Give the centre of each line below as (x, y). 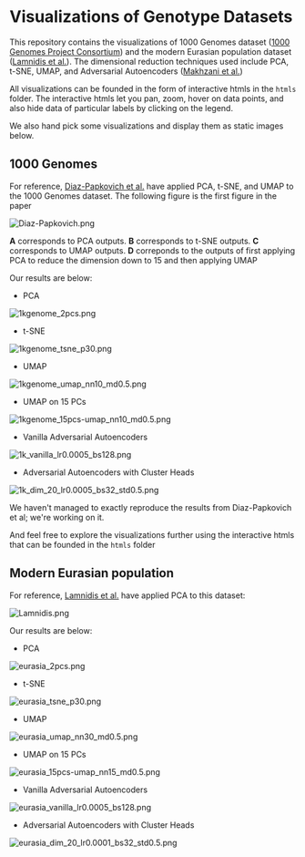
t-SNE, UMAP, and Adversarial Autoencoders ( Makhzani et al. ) (126, 71)
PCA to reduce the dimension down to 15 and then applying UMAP (133, 260)
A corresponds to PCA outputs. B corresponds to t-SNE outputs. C (134, 241)
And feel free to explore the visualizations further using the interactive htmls (152, 534)
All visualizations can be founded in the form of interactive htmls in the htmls (153, 88)
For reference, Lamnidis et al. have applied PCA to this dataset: (127, 595)
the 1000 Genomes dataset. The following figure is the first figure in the (143, 196)
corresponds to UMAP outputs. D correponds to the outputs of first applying (152, 250)
